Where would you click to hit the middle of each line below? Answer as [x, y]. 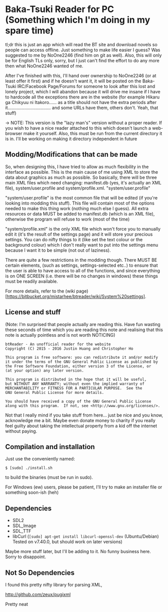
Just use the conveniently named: [40, 459]
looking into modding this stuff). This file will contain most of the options [80, 203]
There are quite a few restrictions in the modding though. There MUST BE [81, 260]
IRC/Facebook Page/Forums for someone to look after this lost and [86, 86]
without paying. [21, 431]
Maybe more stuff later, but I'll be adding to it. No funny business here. [78, 552]
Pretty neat [17, 604]
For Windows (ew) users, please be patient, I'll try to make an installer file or [84, 487]
